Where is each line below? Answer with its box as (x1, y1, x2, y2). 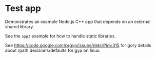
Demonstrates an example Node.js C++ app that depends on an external (5, 19, 151, 24)
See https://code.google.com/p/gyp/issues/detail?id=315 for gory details (5, 42, 151, 48)
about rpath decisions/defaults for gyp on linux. (5, 47, 101, 53)
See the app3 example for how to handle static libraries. (5, 33, 116, 39)
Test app (5, 3, 41, 14)
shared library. (5, 23, 34, 29)
